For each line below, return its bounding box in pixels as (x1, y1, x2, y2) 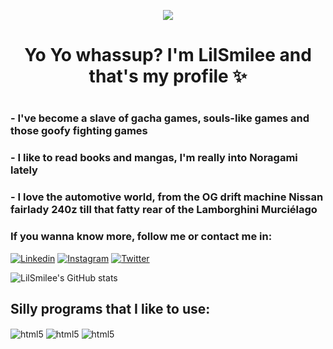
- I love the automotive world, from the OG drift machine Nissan (10, 190, 324, 204)
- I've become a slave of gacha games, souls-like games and (10, 111, 310, 125)
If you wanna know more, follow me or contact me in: (10, 230, 273, 244)
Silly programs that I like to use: (10, 300, 211, 317)
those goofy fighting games (10, 124, 148, 138)
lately (10, 163, 38, 177)
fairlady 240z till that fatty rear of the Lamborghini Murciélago (10, 203, 318, 217)
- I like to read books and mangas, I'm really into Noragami (10, 151, 298, 165)
